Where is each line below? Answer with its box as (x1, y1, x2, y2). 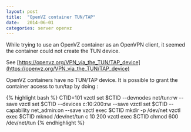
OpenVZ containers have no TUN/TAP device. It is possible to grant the (6, 77, 178, 84)
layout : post (6, 8, 38, 15)
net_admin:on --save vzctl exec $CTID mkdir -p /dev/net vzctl (31, 107, 181, 114)
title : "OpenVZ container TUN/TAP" (6, 14, 96, 20)
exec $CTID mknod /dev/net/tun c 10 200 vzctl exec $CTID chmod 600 (6, 113, 179, 120)
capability (6, 107, 31, 114)
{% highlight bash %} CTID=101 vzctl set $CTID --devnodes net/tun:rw (6, 94, 178, 101)
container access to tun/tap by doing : (6, 83, 99, 90)
